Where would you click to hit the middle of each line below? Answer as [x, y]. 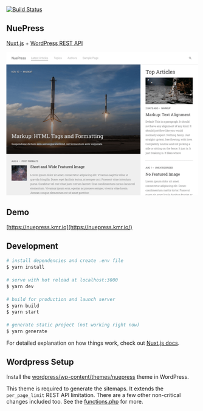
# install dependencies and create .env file [65, 261]
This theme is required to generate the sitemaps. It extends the [85, 389]
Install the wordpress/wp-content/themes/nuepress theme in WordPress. [98, 376]
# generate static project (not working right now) [73, 325]
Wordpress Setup [40, 362]
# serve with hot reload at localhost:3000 [62, 280]
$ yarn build [23, 306]
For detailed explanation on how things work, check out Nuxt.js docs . [93, 343]
